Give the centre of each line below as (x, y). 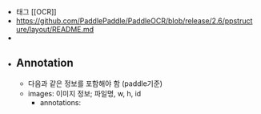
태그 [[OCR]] (36, 12)
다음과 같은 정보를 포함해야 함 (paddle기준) (95, 83)
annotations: (60, 102)
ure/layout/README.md (55, 29)
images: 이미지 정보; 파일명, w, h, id (84, 93)
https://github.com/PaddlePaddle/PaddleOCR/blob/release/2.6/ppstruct (134, 21)
